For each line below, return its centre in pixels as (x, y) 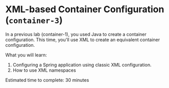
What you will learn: (26, 55)
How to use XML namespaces (44, 70)
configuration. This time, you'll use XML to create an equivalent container (83, 40)
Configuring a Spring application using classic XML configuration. (82, 65)
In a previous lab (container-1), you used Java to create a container (76, 34)
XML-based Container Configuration (85, 9)
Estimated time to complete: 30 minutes (47, 80)
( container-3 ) (34, 20)
